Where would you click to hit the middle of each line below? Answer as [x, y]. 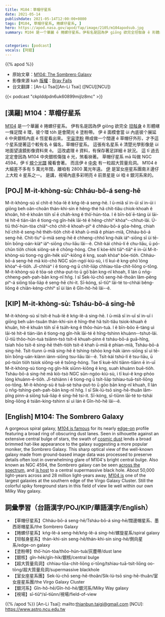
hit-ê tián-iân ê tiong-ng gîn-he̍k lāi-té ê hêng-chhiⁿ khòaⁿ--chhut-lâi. [80, 220]
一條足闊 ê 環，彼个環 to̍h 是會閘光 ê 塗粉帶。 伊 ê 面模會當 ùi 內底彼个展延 [81, 132]
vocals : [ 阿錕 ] [20, 50]
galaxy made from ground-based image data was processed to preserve [79, 454]
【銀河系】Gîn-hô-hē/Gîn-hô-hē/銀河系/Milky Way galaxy [70, 588]
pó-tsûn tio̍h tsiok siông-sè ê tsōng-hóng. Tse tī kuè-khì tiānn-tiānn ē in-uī [80, 363]
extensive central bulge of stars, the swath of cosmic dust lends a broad [78, 439]
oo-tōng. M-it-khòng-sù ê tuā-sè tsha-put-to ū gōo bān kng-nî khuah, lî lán [81, 385]
